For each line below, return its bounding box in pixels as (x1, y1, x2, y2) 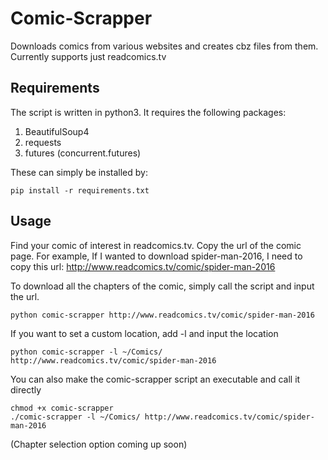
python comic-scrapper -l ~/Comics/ (10, 347, 163, 357)
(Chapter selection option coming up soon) (10, 438, 188, 450)
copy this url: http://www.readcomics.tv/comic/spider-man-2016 (10, 260, 276, 272)
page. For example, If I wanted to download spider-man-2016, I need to (10, 250, 303, 262)
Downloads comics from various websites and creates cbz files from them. (10, 40, 319, 52)
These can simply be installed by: (10, 166, 148, 178)
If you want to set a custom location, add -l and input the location (10, 327, 279, 339)
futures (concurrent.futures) (24, 147, 142, 159)
